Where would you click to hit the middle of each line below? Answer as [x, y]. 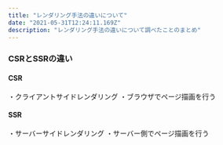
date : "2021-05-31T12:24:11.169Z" [65, 23]
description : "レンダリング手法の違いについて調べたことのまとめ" [105, 30]
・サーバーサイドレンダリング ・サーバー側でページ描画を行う [109, 133]
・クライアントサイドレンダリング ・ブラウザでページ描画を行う [112, 96]
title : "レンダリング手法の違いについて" [68, 15]
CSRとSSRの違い [40, 59]
